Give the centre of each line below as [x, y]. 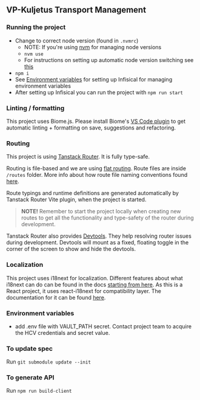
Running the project [36, 27]
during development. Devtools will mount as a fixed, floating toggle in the [98, 243]
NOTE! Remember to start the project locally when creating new [101, 212]
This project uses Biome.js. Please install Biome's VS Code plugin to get [96, 121]
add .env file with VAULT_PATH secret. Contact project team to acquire [103, 326]
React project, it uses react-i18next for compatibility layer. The [84, 291]
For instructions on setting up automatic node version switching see [109, 60]
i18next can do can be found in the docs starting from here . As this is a [95, 284]
